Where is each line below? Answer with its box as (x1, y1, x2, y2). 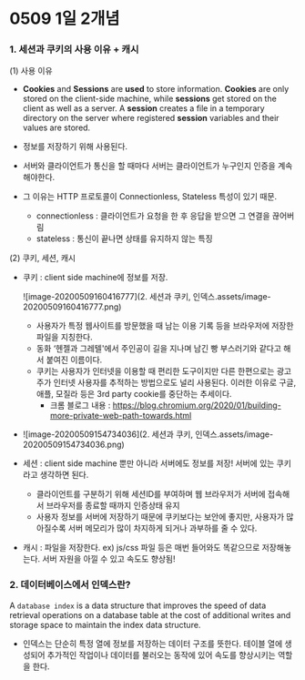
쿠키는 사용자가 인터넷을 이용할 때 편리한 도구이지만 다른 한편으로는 (36, 366, 275, 377)
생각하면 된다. (39, 470, 89, 481)
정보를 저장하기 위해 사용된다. (22, 141, 128, 152)
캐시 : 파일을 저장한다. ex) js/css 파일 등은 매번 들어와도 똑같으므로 (22, 543, 260, 553)
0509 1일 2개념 (9, 8, 120, 29)
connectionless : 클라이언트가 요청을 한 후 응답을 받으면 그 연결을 (36, 210, 270, 221)
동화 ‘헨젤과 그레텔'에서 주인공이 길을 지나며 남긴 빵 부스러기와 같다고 (36, 343, 282, 354)
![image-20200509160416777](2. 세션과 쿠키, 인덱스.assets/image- (22, 291, 271, 302)
